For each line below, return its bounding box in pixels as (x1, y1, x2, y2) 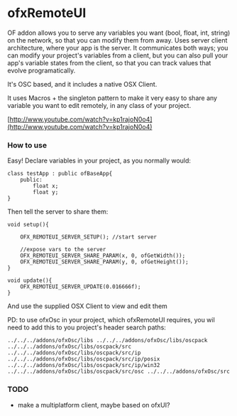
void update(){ (7, 277, 53, 285)
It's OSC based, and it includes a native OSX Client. (7, 80, 158, 88)
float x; (33, 182, 59, 190)
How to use (7, 140, 48, 150)
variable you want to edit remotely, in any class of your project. (7, 101, 192, 109)
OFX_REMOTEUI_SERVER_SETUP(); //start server (20, 234, 158, 241)
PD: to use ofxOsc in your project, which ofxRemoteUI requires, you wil (7, 316, 215, 324)
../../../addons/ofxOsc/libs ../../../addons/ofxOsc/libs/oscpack (7, 337, 208, 344)
